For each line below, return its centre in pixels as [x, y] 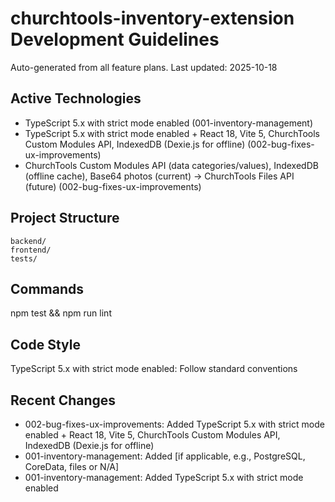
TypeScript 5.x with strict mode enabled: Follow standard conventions [154, 369]
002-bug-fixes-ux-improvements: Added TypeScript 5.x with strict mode [174, 424]
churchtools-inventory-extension [152, 18]
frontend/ [31, 250]
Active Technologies [76, 98]
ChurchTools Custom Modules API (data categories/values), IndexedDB [171, 165]
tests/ [24, 258]
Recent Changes [63, 400]
